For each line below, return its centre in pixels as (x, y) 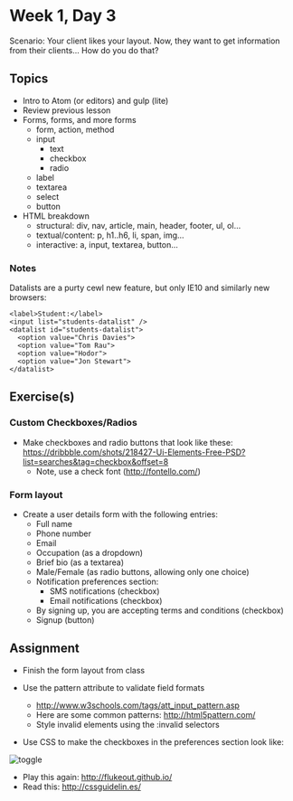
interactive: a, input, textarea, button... (107, 244)
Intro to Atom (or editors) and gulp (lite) (95, 100)
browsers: (28, 297)
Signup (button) (65, 620)
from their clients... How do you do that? (84, 50)
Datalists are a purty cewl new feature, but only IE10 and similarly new (140, 288)
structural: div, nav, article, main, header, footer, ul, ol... (138, 225)
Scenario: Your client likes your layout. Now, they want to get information (145, 41)
